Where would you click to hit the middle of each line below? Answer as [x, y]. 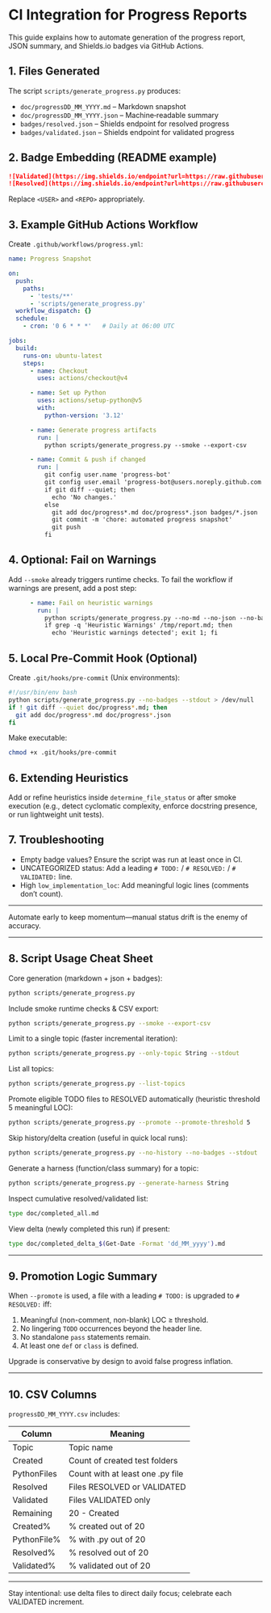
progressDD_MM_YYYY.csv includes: [64, 1414]
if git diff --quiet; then [90, 490]
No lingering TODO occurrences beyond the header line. [111, 1328]
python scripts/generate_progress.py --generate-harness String [119, 1183]
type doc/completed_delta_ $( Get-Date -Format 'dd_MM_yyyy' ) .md [117, 1244]
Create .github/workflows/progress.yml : [76, 244]
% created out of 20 [106, 1526]
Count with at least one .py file [126, 1474]
